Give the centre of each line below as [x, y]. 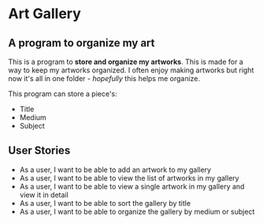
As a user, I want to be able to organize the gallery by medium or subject [137, 211]
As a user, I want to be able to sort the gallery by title [105, 203]
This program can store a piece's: [63, 94]
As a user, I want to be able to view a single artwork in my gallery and [132, 186]
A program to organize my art [81, 43]
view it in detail [44, 195]
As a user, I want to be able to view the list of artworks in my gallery [129, 177]
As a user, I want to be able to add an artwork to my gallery [115, 170]
